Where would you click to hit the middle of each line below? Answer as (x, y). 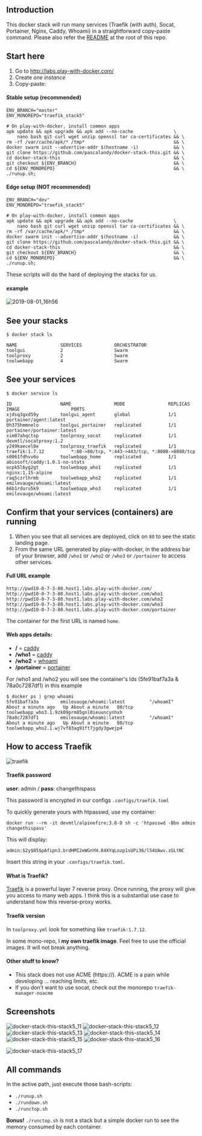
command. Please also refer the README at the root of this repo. (87, 37)
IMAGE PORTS (46, 409)
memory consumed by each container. (54, 1127)
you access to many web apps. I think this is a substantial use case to (93, 896)
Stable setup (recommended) (44, 98)
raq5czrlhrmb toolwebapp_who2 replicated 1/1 (91, 478)
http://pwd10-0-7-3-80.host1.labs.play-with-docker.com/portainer (91, 609)
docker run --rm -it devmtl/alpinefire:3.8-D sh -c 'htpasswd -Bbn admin (101, 823)
